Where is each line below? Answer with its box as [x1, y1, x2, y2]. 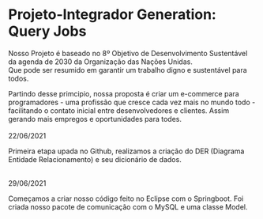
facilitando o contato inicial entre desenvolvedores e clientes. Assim [8, 105, 230, 115]
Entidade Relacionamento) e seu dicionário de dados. [8, 154, 182, 164]
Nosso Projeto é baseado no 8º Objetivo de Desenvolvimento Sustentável [8, 48, 248, 58]
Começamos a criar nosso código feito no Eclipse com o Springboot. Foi [8, 194, 244, 203]
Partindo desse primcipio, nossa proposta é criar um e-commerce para [8, 89, 239, 98]
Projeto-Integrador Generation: [8, 6, 217, 24]
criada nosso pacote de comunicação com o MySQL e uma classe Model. [8, 202, 248, 211]
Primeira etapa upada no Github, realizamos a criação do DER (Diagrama [8, 146, 245, 156]
